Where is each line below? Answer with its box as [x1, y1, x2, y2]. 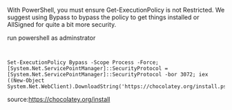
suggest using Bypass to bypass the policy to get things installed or [7, 13, 200, 21]
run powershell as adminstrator [7, 34, 96, 42]
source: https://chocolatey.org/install [7, 96, 110, 103]
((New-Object [7, 77, 45, 84]
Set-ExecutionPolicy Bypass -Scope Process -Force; [7, 59, 159, 66]
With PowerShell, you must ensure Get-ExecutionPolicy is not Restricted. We [7, 6, 225, 14]
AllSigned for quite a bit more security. [7, 21, 117, 28]
